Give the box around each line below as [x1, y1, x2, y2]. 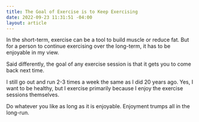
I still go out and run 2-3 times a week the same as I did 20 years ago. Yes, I [6, 78, 194, 86]
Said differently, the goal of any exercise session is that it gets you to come [6, 60, 192, 68]
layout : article [6, 20, 47, 26]
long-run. [6, 109, 29, 117]
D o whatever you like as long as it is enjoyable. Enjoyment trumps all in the [6, 103, 190, 110]
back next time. [6, 67, 45, 74]
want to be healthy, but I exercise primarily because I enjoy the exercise [6, 85, 183, 92]
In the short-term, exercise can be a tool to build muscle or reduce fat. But [6, 36, 189, 44]
